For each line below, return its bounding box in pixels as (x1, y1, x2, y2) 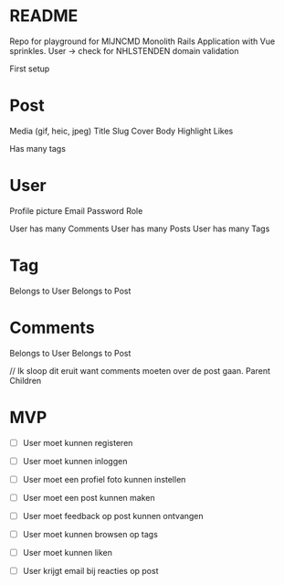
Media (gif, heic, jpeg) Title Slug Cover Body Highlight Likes (9, 125, 234, 136)
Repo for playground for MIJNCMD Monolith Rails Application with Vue (9, 36, 276, 47)
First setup (9, 63, 50, 74)
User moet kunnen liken (22, 548, 112, 558)
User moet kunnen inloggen (22, 455, 128, 466)
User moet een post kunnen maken (22, 492, 155, 503)
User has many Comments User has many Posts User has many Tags (9, 223, 270, 234)
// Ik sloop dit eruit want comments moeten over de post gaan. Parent (9, 365, 271, 376)
